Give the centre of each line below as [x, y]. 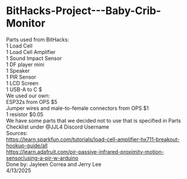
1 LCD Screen [23, 83]
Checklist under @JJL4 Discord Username [58, 127]
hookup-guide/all [27, 146]
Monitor [26, 23]
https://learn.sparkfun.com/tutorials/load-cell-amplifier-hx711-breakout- [93, 139]
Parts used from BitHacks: [38, 39]
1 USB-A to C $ [24, 89]
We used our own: [28, 96]
